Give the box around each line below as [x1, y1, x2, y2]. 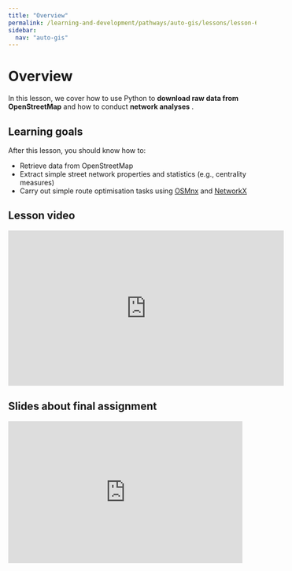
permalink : [8, 19, 44, 27]
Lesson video [8, 209, 76, 222]
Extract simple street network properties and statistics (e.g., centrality [19, 170, 246, 178]
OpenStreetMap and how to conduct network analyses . [8, 102, 194, 111]
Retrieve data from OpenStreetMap [19, 161, 134, 170]
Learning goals [8, 125, 83, 138]
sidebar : [8, 26, 37, 34]
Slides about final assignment [8, 400, 157, 413]
